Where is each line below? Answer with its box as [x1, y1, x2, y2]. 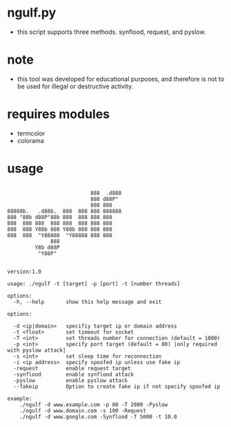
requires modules [7, 106, 110, 122]
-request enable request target [13, 365, 131, 372]
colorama [17, 136, 45, 144]
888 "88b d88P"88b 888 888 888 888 [7, 213, 112, 220]
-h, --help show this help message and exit [13, 298, 162, 305]
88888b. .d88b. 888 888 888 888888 [7, 207, 122, 215]
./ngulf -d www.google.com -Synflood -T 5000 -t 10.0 [19, 413, 177, 420]
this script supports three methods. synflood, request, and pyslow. [17, 28, 206, 36]
